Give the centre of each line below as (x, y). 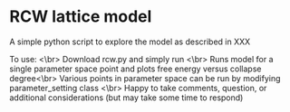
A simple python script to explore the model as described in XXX (130, 42)
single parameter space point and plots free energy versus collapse (135, 69)
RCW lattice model (81, 17)
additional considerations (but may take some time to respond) (126, 98)
